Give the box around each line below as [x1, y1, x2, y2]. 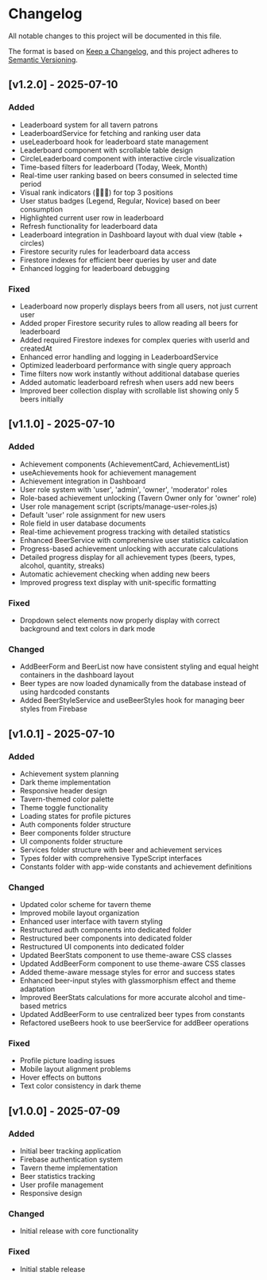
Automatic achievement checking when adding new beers [19, 569, 211, 579]
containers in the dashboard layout [19, 670, 134, 680]
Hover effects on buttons [19, 1072, 102, 1082]
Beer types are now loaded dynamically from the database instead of [19, 679, 246, 688]
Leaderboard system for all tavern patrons [19, 120, 159, 130]
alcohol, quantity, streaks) [19, 560, 105, 570]
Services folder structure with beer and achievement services [19, 844, 222, 855]
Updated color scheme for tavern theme [19, 900, 152, 910]
